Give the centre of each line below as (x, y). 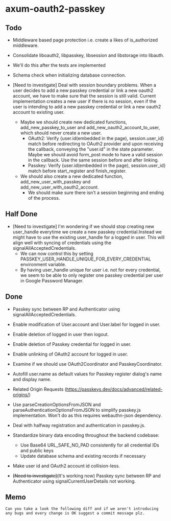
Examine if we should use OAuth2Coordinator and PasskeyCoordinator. (88, 364)
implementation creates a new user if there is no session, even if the (84, 101)
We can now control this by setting (57, 253)
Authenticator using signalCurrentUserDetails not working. (74, 481)
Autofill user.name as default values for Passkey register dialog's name (87, 374)
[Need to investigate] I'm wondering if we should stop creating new (83, 226)
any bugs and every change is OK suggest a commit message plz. (75, 513)
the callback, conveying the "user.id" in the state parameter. (91, 149)
